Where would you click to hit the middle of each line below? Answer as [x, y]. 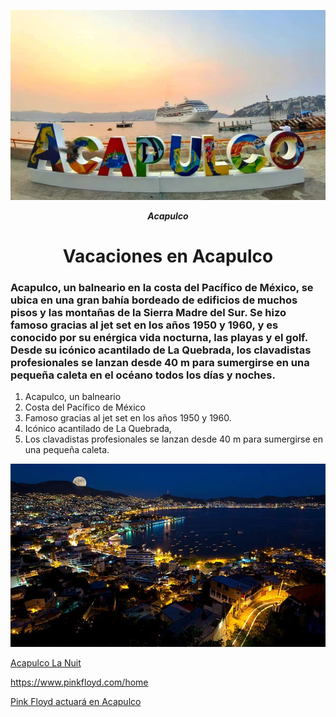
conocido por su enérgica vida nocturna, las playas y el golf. [159, 337]
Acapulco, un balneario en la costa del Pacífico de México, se [162, 287]
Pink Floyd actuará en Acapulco [76, 701]
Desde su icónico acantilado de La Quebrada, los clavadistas [161, 350]
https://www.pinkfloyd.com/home [79, 682]
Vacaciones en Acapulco [168, 256]
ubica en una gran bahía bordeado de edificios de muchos [154, 300]
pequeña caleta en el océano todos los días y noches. [143, 375]
